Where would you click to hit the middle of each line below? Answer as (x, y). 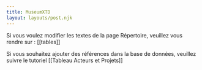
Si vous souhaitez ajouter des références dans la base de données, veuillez (101, 53)
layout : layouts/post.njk (39, 18)
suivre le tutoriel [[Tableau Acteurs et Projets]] (65, 60)
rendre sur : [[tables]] (33, 42)
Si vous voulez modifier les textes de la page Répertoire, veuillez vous (94, 35)
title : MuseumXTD (28, 12)
